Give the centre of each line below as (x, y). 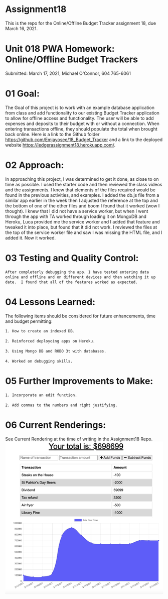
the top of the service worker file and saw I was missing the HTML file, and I (84, 232)
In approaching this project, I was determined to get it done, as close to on (82, 179)
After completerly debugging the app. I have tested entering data (77, 272)
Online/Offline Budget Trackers (71, 59)
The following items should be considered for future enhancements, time (80, 316)
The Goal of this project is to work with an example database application (80, 107)
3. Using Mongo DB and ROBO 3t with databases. (56, 351)
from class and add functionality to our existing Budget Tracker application (82, 113)
